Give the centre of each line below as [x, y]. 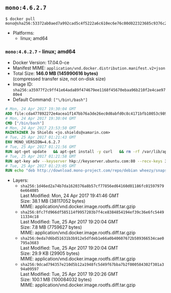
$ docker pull [20, 19]
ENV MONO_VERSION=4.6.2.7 [33, 142]
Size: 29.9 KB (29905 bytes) [50, 253]
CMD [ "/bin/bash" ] [25, 123]
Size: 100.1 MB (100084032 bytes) [56, 280]
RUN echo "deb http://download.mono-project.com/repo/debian [72, 170]
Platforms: [23, 33]
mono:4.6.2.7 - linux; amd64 [40, 52]
